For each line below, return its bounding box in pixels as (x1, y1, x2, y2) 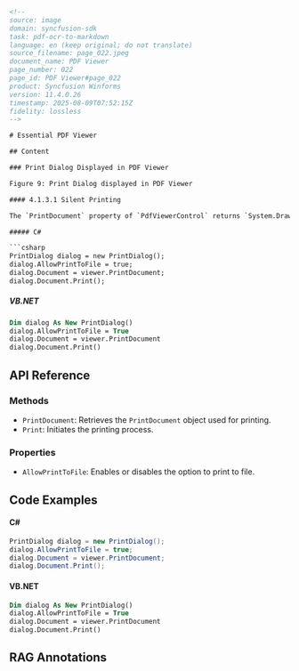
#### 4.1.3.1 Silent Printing (9, 195, 122, 204)
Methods (9, 394, 49, 407)
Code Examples (9, 492, 98, 507)
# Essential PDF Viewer (9, 131, 98, 141)
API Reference (9, 368, 91, 383)
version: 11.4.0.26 (9, 90, 82, 99)
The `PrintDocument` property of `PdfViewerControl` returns (9, 211, 241, 221)
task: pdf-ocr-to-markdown (9, 32, 109, 41)
